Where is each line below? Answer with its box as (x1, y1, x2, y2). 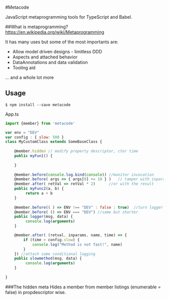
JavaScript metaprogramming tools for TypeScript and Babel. (5, 14, 132, 20)
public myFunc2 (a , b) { (14, 186, 64, 191)
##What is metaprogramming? (5, 24, 68, 30)
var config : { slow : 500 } (5, 134, 64, 140)
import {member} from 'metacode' (5, 121, 75, 126)
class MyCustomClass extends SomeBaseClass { (5, 139, 102, 144)
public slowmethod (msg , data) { (14, 256, 82, 261)
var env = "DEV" (5, 130, 39, 135)
